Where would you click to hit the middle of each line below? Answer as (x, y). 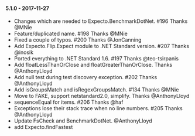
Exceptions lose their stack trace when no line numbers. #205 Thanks (98, 108)
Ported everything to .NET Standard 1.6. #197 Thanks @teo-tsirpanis (96, 59)
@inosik (23, 52)
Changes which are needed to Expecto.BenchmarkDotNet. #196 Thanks (101, 21)
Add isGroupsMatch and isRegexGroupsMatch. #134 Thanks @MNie (96, 90)
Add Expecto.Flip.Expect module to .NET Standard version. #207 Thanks (102, 46)
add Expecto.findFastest (43, 127)
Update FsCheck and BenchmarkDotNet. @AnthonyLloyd (83, 121)
